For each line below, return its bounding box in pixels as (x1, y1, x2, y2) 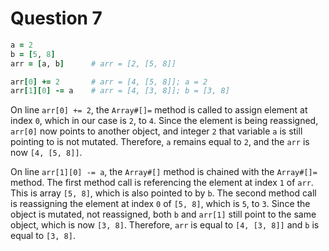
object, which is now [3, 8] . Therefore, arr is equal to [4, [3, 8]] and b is (10, 219, 320, 231)
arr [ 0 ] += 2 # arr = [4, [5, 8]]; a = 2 (10, 77, 208, 87)
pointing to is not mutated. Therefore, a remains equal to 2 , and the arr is (10, 136, 310, 148)
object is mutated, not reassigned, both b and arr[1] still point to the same (10, 208, 317, 221)
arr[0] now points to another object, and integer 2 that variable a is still (10, 125, 303, 137)
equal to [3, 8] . (10, 230, 76, 242)
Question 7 (10, 7, 103, 30)
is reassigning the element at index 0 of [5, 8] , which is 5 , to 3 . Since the (10, 198, 311, 210)
